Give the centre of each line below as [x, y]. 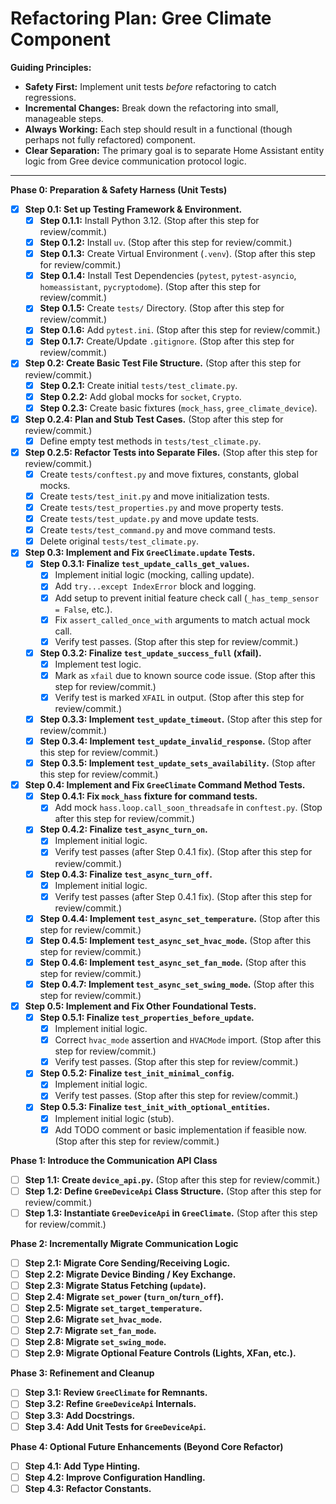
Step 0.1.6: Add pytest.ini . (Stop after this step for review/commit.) [180, 330]
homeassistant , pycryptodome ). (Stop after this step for [150, 287]
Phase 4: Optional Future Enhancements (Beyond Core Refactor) [147, 1446]
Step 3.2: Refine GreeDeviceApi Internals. [110, 1404]
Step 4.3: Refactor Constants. [88, 1488]
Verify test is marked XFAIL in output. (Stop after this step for [179, 697]
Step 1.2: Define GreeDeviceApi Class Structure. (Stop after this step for [173, 1191]
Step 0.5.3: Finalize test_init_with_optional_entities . [155, 1107]
